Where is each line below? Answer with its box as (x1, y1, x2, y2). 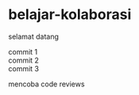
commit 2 (8, 55, 40, 65)
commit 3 (8, 63, 40, 73)
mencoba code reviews (8, 79, 85, 89)
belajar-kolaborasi (8, 6, 132, 24)
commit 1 (8, 47, 38, 56)
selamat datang (8, 32, 60, 41)
